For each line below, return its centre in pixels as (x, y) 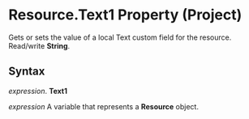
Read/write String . (39, 45)
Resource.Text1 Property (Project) (125, 15)
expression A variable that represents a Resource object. (103, 106)
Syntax (27, 72)
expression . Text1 (38, 91)
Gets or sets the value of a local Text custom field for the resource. (120, 37)
